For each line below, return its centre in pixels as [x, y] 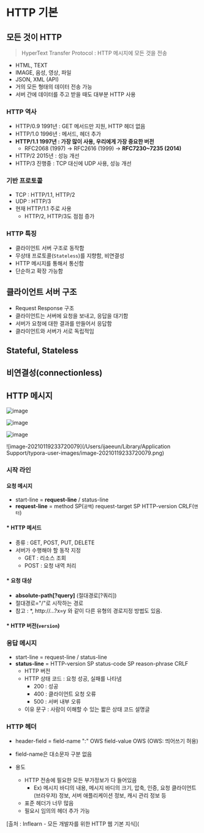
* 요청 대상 [19, 580]
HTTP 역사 [21, 112]
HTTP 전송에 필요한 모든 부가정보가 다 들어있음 [81, 780]
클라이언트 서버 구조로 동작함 [50, 248]
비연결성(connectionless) [55, 373]
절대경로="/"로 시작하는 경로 [49, 603]
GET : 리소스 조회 [45, 558]
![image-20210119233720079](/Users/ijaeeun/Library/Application [89, 447]
